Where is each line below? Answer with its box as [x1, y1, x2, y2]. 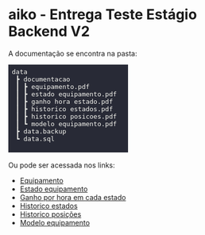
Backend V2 [8, 22, 90, 40]
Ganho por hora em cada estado [19, 192, 126, 202]
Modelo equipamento [19, 218, 90, 227]
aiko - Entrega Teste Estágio [8, 6, 197, 24]
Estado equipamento [19, 184, 88, 194]
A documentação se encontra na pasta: [8, 48, 137, 58]
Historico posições [19, 209, 82, 219]
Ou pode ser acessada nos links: [8, 160, 115, 170]
